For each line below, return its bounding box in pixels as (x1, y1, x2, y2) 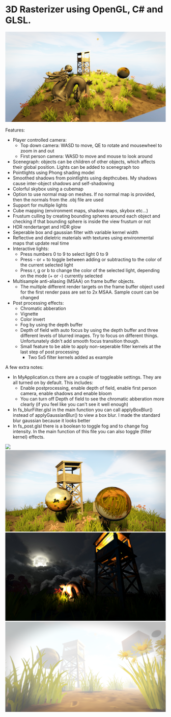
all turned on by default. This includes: (12, 379, 93, 386)
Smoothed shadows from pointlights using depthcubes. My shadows (12, 175, 157, 181)
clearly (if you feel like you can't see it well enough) (20, 401, 129, 407)
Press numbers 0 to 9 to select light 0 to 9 (20, 251, 108, 257)
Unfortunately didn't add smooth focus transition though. (20, 338, 140, 344)
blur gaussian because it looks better (12, 417, 91, 423)
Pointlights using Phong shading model (12, 169, 95, 175)
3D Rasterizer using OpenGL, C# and (5, 4, 163, 15)
